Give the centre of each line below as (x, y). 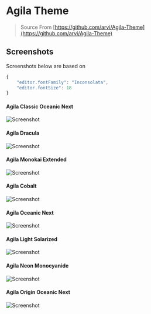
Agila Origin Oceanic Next (38, 292)
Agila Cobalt (21, 186)
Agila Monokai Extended (37, 159)
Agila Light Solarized (32, 239)
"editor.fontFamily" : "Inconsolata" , (63, 82)
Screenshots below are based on (46, 66)
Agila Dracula (23, 133)
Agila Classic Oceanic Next (40, 106)
